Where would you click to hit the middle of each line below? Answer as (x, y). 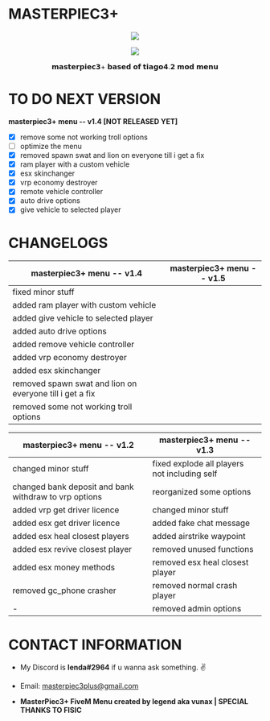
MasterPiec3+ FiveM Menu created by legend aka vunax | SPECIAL (134, 702)
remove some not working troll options (84, 137)
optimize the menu (51, 146)
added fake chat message (201, 523)
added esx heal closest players (71, 537)
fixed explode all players (198, 464)
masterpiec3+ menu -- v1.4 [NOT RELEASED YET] (93, 121)
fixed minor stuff (43, 292)
